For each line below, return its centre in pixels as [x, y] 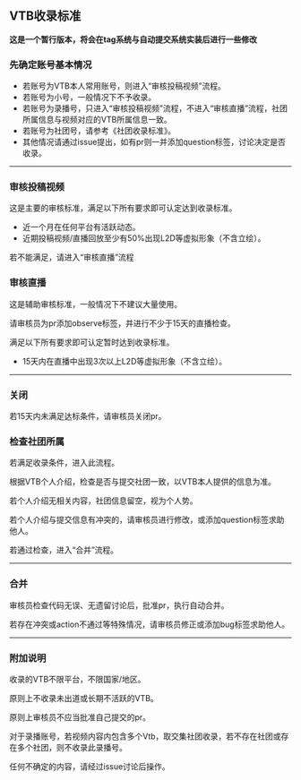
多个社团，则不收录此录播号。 [72, 747]
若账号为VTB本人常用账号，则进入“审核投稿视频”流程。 [124, 86]
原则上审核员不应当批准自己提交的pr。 [80, 717]
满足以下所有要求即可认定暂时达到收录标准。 [92, 342]
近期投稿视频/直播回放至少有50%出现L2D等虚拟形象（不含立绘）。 [144, 238]
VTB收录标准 [45, 16]
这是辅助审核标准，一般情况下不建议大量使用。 [95, 304]
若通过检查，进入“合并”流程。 [64, 550]
